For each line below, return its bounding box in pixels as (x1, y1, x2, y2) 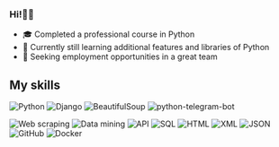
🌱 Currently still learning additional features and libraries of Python (22, 42, 270, 53)
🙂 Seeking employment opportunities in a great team (22, 51, 218, 62)
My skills (9, 77, 61, 92)
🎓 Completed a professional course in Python (22, 29, 195, 39)
